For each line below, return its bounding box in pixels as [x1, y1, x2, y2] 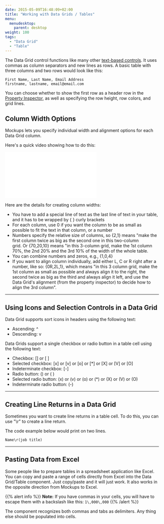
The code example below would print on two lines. [5, 428, 106, 434]
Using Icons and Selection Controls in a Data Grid [5, 303, 158, 312]
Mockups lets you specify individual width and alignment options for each [5, 128, 154, 133]
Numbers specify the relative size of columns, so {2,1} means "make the [12, 233, 157, 238]
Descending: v [12, 331, 41, 337]
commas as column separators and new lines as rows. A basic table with [5, 62, 151, 68]
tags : [5, 35, 16, 40]
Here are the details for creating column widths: [5, 202, 101, 208]
